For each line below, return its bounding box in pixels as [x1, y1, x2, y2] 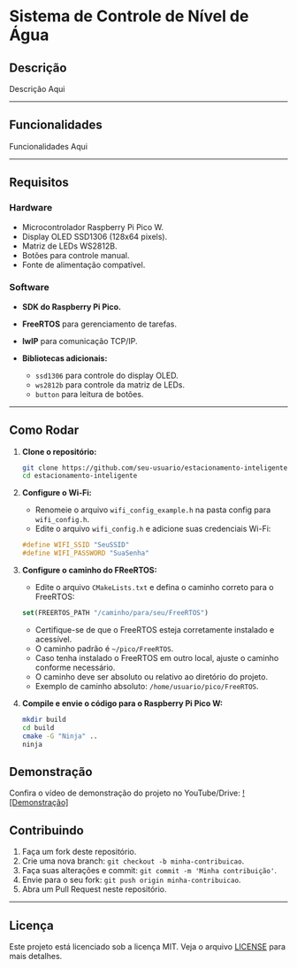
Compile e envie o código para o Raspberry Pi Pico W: [21, 697, 224, 709]
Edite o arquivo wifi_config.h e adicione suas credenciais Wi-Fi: [34, 524, 271, 534]
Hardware [9, 202, 53, 214]
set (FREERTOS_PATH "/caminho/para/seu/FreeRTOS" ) [21, 609, 209, 618]
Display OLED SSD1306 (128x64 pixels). [21, 231, 168, 242]
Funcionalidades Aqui [9, 141, 88, 151]
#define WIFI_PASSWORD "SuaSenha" [21, 549, 149, 558]
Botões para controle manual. [21, 250, 130, 260]
